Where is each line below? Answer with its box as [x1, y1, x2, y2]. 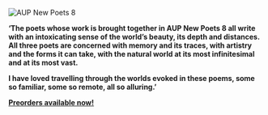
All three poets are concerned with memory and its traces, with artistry [8, 40, 253, 50]
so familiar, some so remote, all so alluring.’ [8, 82, 157, 92]
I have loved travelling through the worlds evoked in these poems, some [8, 74, 255, 83]
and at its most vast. [8, 57, 79, 67]
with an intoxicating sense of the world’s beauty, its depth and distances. [8, 32, 261, 41]
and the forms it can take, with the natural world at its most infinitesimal [8, 49, 255, 58]
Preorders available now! [8, 98, 95, 107]
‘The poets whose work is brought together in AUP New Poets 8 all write [8, 23, 256, 32]
